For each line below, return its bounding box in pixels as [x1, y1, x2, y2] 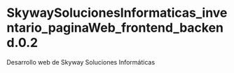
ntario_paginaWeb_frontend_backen [6, 20, 224, 36]
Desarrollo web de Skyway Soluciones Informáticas [6, 58, 156, 66]
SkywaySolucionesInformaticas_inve [6, 5, 228, 21]
